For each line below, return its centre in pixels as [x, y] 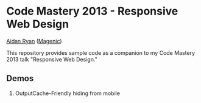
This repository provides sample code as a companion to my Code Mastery [101, 52]
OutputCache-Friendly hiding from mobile [68, 93]
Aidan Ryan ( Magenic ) [34, 41]
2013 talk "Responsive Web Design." [52, 59]
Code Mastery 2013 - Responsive [92, 11]
